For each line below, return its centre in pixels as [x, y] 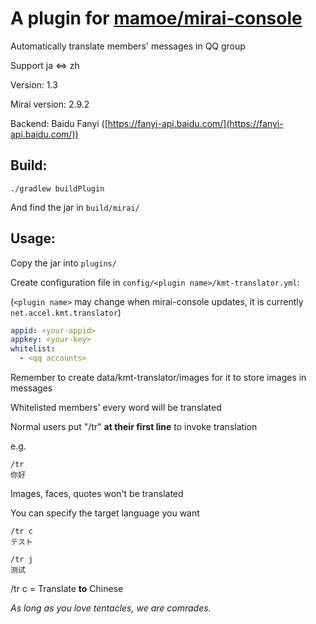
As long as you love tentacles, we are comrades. [111, 608]
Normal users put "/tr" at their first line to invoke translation [134, 427]
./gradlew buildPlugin [57, 188]
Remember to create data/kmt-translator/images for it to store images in [158, 378]
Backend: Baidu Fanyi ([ [59, 123]
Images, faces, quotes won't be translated [97, 494]
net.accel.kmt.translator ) [66, 312]
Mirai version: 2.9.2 [50, 104]
